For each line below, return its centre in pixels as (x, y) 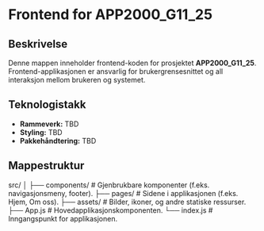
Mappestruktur (46, 166)
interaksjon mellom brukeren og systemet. (77, 80)
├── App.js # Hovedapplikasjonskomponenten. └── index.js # (111, 210)
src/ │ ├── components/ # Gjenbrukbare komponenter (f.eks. (109, 185)
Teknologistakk (47, 105)
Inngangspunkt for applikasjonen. (63, 218)
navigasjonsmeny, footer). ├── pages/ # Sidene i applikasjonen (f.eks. (123, 193)
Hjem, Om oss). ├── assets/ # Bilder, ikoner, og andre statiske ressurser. (127, 202)
